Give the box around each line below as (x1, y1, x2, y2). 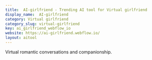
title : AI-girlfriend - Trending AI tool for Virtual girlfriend (5, 7, 147, 12)
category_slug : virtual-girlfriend (5, 21, 80, 26)
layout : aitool (5, 35, 37, 40)
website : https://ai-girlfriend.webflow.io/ (5, 30, 100, 35)
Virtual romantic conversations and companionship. (5, 48, 112, 55)
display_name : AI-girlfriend (5, 12, 69, 17)
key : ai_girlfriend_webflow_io (5, 26, 71, 31)
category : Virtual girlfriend (5, 16, 69, 21)
